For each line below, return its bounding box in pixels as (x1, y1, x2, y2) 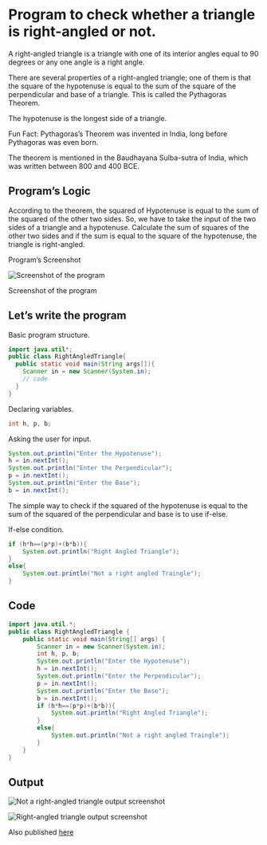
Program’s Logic (8, 185, 91, 198)
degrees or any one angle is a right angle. (8, 57, 145, 67)
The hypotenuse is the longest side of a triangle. (8, 113, 167, 123)
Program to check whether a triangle (8, 6, 256, 24)
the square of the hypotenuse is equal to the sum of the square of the (8, 81, 237, 91)
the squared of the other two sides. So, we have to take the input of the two (8, 213, 257, 224)
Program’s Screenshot (8, 255, 81, 264)
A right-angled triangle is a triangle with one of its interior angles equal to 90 (8, 49, 259, 58)
